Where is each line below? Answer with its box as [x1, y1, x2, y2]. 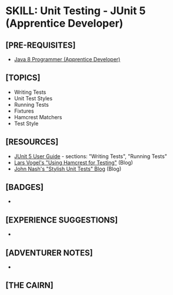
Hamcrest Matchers [14, 113, 62, 120]
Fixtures [14, 107, 34, 114]
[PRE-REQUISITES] [5, 40, 76, 50]
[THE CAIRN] [5, 280, 54, 290]
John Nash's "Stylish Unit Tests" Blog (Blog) [14, 165, 122, 172]
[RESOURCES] [5, 137, 59, 147]
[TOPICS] [5, 73, 41, 83]
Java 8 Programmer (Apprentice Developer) [14, 56, 121, 63]
